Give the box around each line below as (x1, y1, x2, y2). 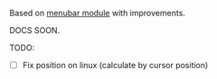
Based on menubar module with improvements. (9, 8, 185, 18)
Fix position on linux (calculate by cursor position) (22, 60, 209, 70)
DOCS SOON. (9, 25, 61, 35)
